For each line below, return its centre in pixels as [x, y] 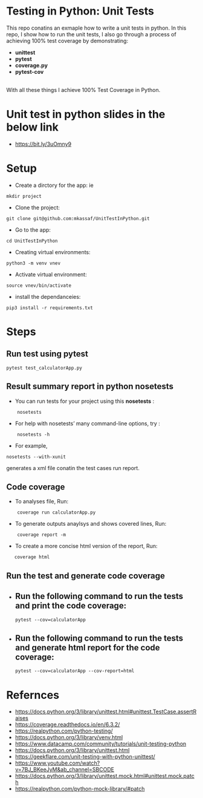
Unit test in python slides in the [86, 115]
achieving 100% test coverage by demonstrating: [67, 41]
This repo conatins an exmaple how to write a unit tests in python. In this [96, 28]
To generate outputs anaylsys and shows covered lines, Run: [91, 524]
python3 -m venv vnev [34, 263]
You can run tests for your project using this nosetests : [85, 401]
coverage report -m [42, 535]
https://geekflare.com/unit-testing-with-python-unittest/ [85, 757]
